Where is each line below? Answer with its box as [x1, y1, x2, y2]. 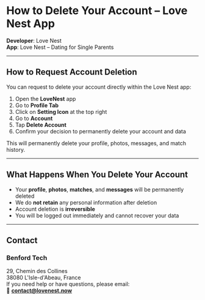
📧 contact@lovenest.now [6, 287, 72, 294]
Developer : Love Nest [6, 37, 62, 44]
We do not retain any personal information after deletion [15, 198, 157, 206]
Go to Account [15, 114, 53, 122]
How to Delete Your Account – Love [6, 4, 188, 18]
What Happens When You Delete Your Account [6, 170, 188, 180]
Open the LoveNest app [15, 95, 76, 102]
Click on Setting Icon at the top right [15, 108, 107, 115]
